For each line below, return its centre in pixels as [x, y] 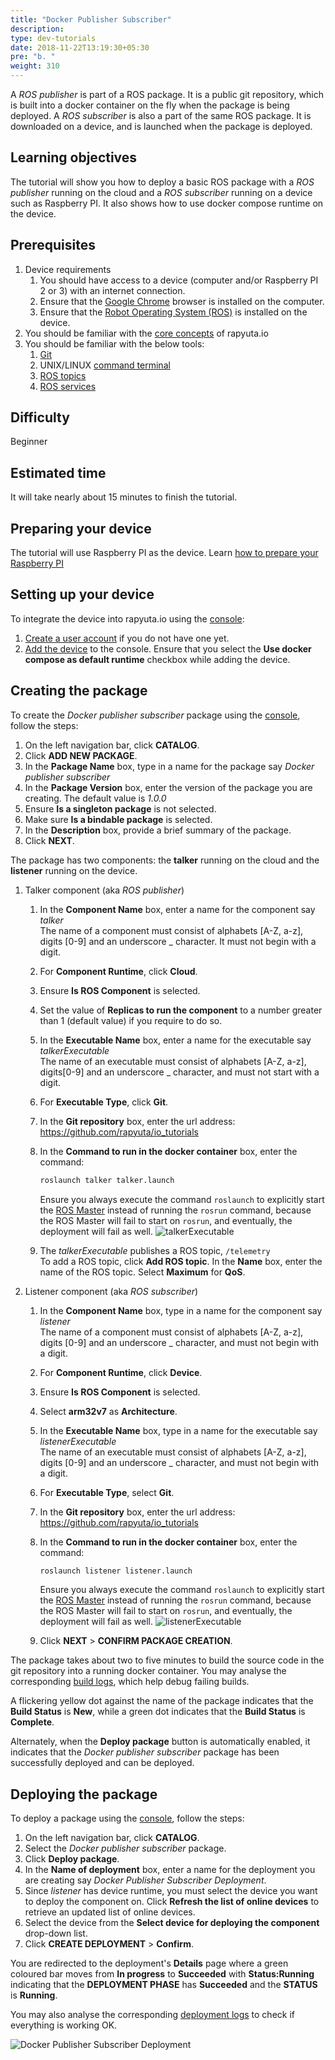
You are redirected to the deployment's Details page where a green [149, 1963]
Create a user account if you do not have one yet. [127, 638]
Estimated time [58, 472]
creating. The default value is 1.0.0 [95, 798]
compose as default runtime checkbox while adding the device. [157, 659]
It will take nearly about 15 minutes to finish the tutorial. [124, 497]
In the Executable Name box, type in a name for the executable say [178, 1430]
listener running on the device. [74, 870]
